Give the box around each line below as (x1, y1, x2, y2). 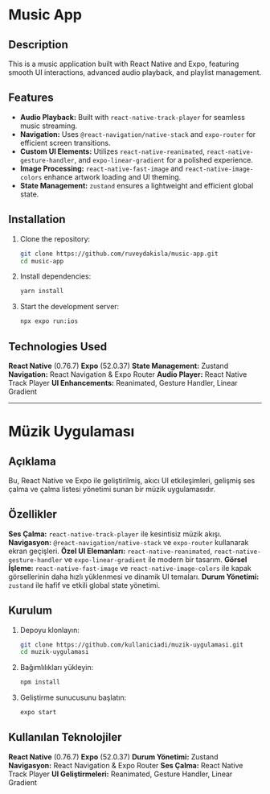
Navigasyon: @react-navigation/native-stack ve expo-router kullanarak (8, 537, 249, 547)
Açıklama (8, 454, 56, 468)
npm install (19, 678, 60, 686)
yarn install (19, 287, 64, 296)
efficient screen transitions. (19, 138, 111, 147)
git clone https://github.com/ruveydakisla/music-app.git (19, 250, 219, 258)
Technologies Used (8, 340, 107, 354)
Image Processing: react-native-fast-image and (19, 163, 183, 173)
